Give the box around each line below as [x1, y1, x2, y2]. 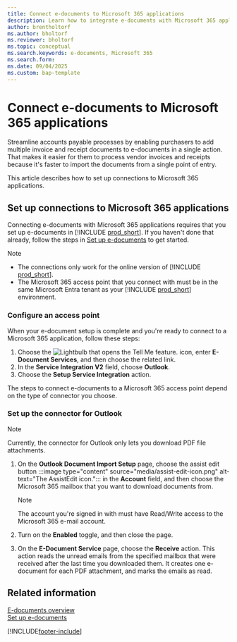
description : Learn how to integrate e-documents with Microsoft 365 [7, 17, 217, 24]
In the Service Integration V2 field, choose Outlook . [17, 362, 171, 371]
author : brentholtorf [7, 23, 71, 30]
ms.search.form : [7, 56, 55, 63]
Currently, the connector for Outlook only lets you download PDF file [7, 438, 207, 447]
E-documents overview [7, 605, 75, 614]
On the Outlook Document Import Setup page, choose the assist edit [17, 459, 220, 468]
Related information [7, 587, 97, 599]
